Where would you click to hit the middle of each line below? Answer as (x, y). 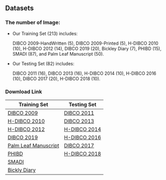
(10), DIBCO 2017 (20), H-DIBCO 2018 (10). (56, 78)
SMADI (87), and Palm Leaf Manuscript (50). (58, 54)
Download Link (24, 91)
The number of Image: (33, 23)
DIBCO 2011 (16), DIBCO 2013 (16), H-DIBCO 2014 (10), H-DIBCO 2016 (84, 73)
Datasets (19, 8)
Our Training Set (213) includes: (45, 33)
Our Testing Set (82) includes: (43, 63)
